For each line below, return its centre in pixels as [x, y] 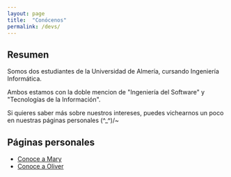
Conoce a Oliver [40, 166]
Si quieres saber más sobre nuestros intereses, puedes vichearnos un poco [115, 113]
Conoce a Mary [39, 159]
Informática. [24, 79]
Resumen [28, 54]
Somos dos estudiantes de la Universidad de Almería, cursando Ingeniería [113, 71]
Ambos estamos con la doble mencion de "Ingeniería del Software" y [106, 92]
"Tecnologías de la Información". [54, 100]
